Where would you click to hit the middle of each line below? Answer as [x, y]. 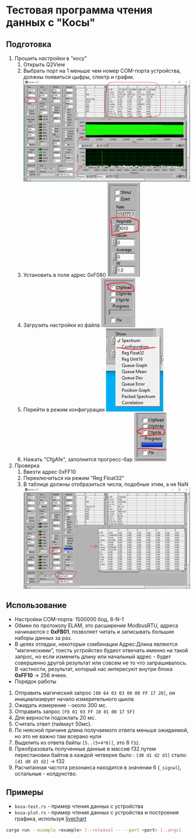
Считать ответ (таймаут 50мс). [53, 724]
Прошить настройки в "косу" [51, 58]
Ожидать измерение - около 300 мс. [61, 706]
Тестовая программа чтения [79, 10]
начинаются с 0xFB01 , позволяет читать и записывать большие [94, 632]
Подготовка [29, 44]
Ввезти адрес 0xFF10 [50, 471]
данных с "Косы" [51, 23]
